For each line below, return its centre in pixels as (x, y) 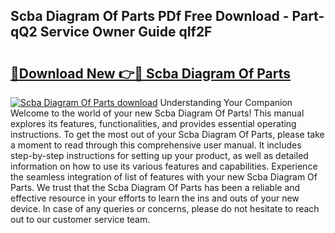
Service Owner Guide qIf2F (126, 32)
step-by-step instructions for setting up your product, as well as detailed (159, 155)
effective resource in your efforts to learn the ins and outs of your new (155, 198)
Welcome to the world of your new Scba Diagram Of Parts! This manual (157, 113)
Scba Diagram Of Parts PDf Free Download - (150, 16)
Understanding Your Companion (226, 102)
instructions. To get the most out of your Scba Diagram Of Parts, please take (167, 134)
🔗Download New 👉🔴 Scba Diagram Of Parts (150, 73)
